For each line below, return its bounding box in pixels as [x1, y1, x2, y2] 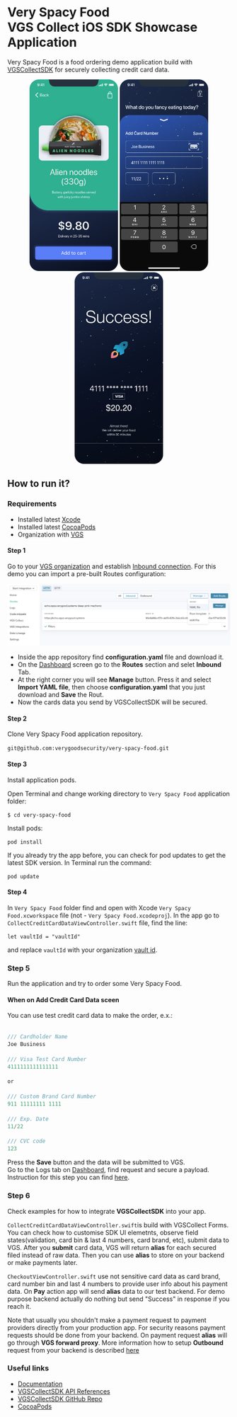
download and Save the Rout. [17, 691, 104, 699]
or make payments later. [7, 1258, 78, 1267]
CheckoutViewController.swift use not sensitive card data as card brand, [7, 1272, 221, 1280]
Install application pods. [7, 776, 76, 784]
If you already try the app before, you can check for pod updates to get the [7, 851, 226, 859]
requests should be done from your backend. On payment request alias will [7, 1331, 228, 1339]
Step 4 [7, 888, 28, 896]
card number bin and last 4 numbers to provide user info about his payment [7, 1279, 228, 1288]
